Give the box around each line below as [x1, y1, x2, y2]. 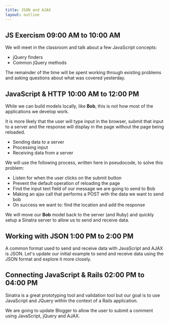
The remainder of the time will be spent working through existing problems [5, 70, 161, 76]
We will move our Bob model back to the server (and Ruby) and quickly [5, 212, 154, 218]
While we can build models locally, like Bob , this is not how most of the [5, 103, 153, 109]
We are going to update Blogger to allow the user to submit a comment [5, 307, 153, 313]
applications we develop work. [5, 109, 70, 115]
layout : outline [5, 12, 40, 17]
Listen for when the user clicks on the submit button [12, 175, 122, 181]
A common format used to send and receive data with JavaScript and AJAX [5, 245, 163, 251]
